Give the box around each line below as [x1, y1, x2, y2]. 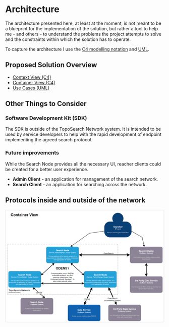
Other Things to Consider [5, 99, 87, 108]
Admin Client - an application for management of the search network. [12, 176, 158, 182]
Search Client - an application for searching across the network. [12, 181, 147, 187]
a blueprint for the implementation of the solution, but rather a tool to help [5, 25, 158, 31]
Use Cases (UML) [12, 85, 49, 91]
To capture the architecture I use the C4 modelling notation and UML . [5, 46, 150, 52]
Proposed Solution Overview [5, 61, 97, 69]
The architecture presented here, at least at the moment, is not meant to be [5, 20, 161, 26]
